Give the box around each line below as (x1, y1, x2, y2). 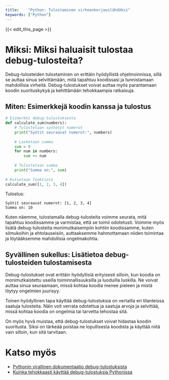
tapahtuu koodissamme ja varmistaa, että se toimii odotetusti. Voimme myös (5, 219, 164, 226)
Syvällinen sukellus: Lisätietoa (5, 250, 104, 259)
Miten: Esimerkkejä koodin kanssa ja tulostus (5, 102, 151, 111)
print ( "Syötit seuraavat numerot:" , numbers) (14, 130, 113, 135)
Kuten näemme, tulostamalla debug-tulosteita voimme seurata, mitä (5, 214, 147, 220)
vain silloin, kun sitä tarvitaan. (5, 329, 67, 335)
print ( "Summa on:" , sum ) (14, 167, 67, 172)
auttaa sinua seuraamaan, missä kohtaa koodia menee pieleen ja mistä (5, 283, 153, 289)
